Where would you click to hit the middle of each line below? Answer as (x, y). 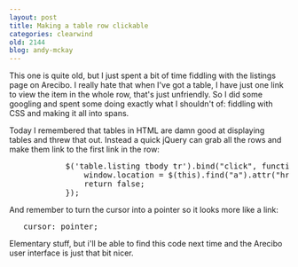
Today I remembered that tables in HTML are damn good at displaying (137, 130)
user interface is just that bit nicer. (71, 253)
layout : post (33, 17)
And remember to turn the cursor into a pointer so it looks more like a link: (144, 210)
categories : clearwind (51, 34)
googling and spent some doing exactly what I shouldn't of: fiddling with (141, 104)
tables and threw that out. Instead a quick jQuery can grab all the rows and (145, 140)
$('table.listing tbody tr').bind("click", (161, 166)
